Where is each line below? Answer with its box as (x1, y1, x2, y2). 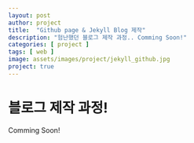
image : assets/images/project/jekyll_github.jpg (8, 56, 170, 64)
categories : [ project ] (8, 41, 90, 49)
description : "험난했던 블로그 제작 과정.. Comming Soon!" (8, 33, 187, 42)
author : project (8, 19, 61, 27)
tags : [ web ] (8, 48, 55, 56)
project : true (8, 63, 55, 71)
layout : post (8, 11, 51, 20)
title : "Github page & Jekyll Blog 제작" (8, 26, 146, 34)
